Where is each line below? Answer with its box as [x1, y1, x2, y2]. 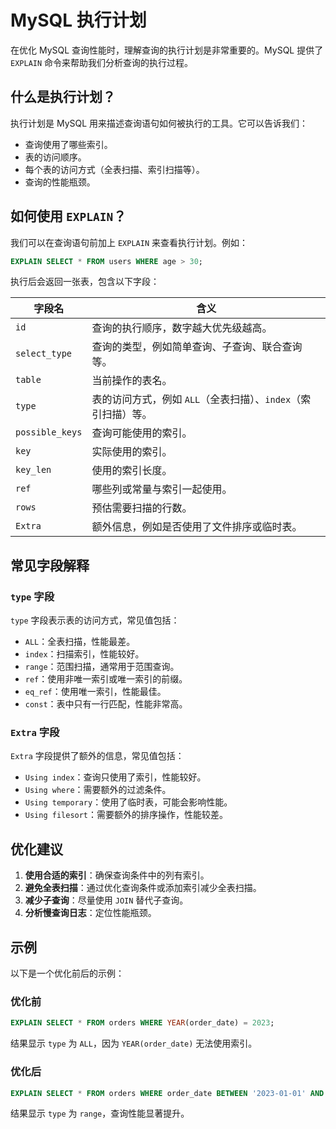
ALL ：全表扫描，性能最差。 [24, 636, 136, 648]
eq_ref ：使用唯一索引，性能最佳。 [24, 686, 167, 698]
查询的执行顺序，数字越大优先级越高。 [91, 321, 273, 335]
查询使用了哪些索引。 [24, 138, 113, 150]
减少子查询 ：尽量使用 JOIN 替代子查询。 [24, 894, 189, 906]
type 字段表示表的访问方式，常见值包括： [10, 614, 180, 626]
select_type [15, 348, 73, 360]
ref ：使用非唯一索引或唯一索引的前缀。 [24, 673, 188, 685]
